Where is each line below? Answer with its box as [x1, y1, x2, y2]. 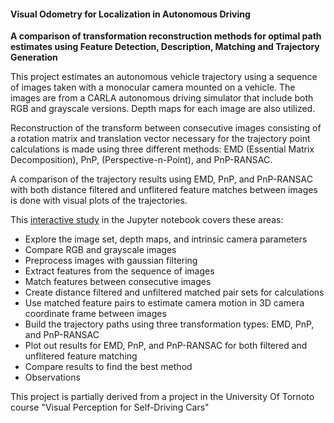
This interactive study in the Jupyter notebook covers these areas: [10, 214, 284, 226]
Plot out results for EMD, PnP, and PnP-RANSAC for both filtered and [24, 340, 308, 352]
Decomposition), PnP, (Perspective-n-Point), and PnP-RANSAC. [10, 154, 273, 166]
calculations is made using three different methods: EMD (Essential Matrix [10, 143, 315, 155]
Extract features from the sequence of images [24, 265, 215, 277]
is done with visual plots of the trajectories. [10, 195, 188, 207]
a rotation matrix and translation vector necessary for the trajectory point [10, 133, 311, 145]
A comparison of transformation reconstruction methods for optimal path [10, 30, 322, 42]
